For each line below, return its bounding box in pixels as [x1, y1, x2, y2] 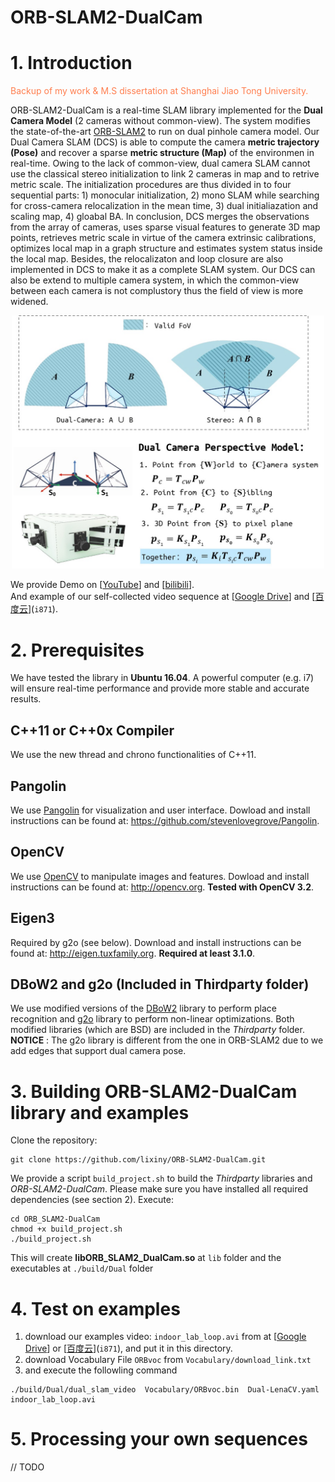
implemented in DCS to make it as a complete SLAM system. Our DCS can [10, 264, 316, 276]
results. [10, 693, 42, 705]
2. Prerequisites [10, 639, 145, 661]
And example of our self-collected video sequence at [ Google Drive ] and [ [10, 591, 316, 603]
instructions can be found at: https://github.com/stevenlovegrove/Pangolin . [10, 814, 320, 826]
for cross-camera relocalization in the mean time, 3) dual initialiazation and [10, 200, 319, 212]
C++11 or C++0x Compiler [10, 722, 175, 739]
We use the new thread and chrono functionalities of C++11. [10, 749, 257, 761]
